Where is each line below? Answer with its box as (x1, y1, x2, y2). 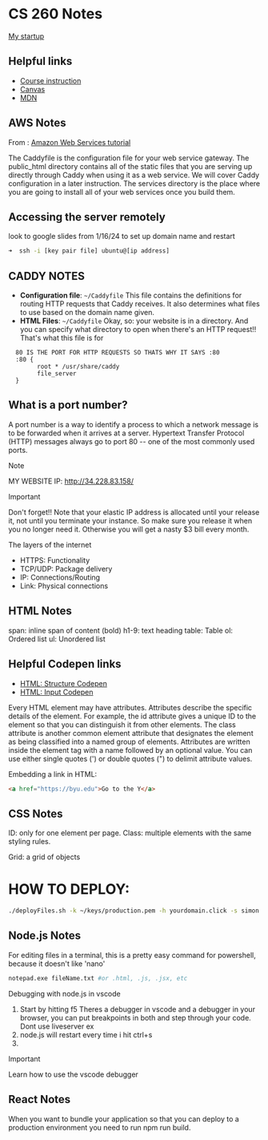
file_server (37, 370, 78, 378)
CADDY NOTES (8, 269, 86, 283)
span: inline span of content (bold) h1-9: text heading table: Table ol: (8, 625, 234, 635)
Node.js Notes (8, 929, 82, 943)
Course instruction (19, 75, 82, 85)
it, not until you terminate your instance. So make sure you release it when (8, 515, 253, 525)
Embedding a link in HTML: (8, 769, 98, 778)
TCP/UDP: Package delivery (19, 564, 113, 573)
